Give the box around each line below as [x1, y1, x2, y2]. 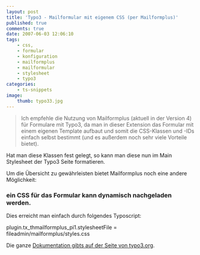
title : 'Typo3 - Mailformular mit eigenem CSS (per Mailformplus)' [6, 14, 179, 20]
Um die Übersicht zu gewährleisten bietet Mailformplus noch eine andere [6, 169, 187, 177]
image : [6, 92, 23, 98]
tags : [6, 37, 20, 43]
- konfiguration [17, 53, 58, 59]
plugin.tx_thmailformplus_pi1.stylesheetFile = [6, 223, 117, 231]
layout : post [6, 8, 39, 15]
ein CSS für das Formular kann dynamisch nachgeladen [6, 191, 172, 199]
